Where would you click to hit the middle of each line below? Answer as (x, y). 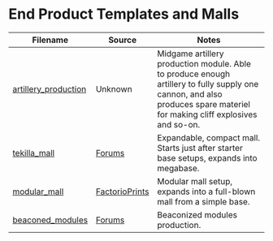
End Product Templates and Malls (124, 14)
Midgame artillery (191, 54)
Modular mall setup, (195, 181)
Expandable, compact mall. (209, 137)
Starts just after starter (200, 148)
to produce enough (193, 74)
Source (122, 40)
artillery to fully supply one (208, 84)
